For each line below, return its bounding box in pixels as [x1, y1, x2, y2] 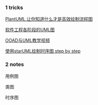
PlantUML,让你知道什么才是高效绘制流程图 [5, 16, 93, 22]
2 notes [5, 61, 24, 68]
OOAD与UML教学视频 [5, 37, 50, 44]
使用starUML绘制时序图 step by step [5, 48, 81, 54]
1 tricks [5, 4, 24, 11]
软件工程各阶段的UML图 [5, 27, 55, 33]
